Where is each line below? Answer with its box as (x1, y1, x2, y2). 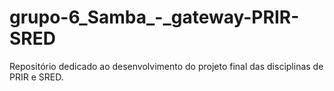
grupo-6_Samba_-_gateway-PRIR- (9, 6, 300, 29)
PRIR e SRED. (9, 71, 64, 83)
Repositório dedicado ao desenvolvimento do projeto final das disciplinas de (9, 60, 324, 72)
